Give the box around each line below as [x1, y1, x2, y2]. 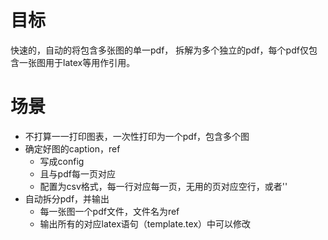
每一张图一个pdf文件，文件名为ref [39, 205, 180, 217]
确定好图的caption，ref [24, 142, 121, 155]
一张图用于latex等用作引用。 [18, 56, 136, 68]
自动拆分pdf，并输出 [24, 192, 110, 205]
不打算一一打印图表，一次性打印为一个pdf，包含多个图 [24, 130, 250, 142]
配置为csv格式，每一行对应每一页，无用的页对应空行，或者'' [39, 180, 288, 192]
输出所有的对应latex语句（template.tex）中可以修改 [39, 217, 252, 230]
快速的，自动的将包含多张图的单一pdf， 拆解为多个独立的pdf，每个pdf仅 [10, 44, 309, 56]
